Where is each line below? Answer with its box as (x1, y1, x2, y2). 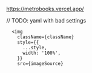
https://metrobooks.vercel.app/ (6, 5, 84, 12)
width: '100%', (22, 50, 61, 56)
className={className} (17, 34, 74, 40)
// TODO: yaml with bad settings (6, 17, 87, 24)
